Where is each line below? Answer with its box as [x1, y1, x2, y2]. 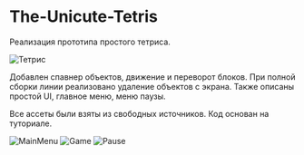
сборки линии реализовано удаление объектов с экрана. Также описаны [9, 81, 295, 92]
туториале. [9, 118, 53, 129]
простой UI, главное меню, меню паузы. [9, 91, 166, 102]
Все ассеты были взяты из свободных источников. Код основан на [9, 108, 270, 119]
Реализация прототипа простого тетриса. [9, 36, 171, 47]
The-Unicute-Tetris [9, 6, 159, 27]
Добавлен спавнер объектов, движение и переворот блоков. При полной [9, 71, 297, 82]
